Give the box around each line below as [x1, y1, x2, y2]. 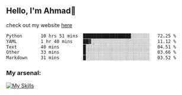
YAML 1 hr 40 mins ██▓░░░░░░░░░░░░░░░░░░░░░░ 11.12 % [6, 38, 177, 44]
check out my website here [6, 21, 73, 28]
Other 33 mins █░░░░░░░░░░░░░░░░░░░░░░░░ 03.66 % [6, 50, 177, 55]
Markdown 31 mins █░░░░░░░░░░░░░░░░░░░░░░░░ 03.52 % [6, 55, 177, 61]
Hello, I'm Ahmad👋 [6, 6, 76, 16]
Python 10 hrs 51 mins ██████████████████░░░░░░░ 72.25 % [6, 33, 177, 39]
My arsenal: [6, 69, 41, 77]
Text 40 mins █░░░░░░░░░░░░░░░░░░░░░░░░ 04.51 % [6, 44, 177, 50]
